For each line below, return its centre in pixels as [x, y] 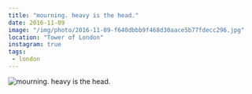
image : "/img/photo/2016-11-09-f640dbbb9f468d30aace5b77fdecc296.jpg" [126, 30]
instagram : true [35, 45]
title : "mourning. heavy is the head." [74, 15]
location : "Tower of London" [56, 37]
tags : [17, 52]
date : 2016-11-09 [37, 23]
